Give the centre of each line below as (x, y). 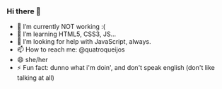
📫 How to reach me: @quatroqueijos (71, 49)
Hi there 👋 (24, 11)
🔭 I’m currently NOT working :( (61, 27)
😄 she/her (32, 60)
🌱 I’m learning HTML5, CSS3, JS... (66, 34)
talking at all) (35, 78)
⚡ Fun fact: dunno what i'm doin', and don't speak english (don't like (116, 68)
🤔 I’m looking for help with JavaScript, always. (84, 42)
